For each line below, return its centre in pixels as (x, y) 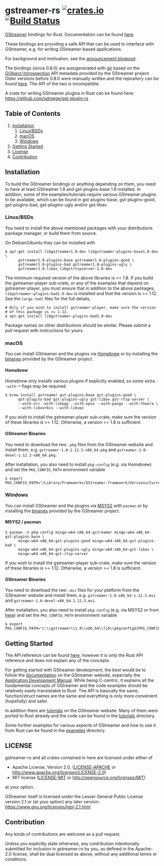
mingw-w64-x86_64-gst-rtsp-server (53, 554)
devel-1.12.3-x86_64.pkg (30, 455)
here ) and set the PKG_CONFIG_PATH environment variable (61, 615)
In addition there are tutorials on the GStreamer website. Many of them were (82, 711)
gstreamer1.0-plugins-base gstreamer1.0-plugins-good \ (76, 260)
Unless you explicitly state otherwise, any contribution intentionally (72, 843)
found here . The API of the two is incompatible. (52, 84)
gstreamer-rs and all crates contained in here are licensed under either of (79, 757)
